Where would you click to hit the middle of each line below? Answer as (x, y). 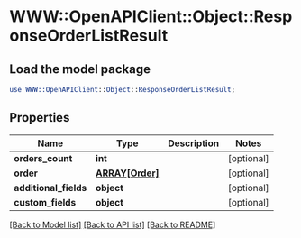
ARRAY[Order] (128, 173)
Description (193, 143)
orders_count (43, 158)
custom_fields (45, 202)
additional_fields (50, 188)
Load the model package (80, 69)
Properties (40, 118)
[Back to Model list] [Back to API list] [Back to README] (113, 224)
